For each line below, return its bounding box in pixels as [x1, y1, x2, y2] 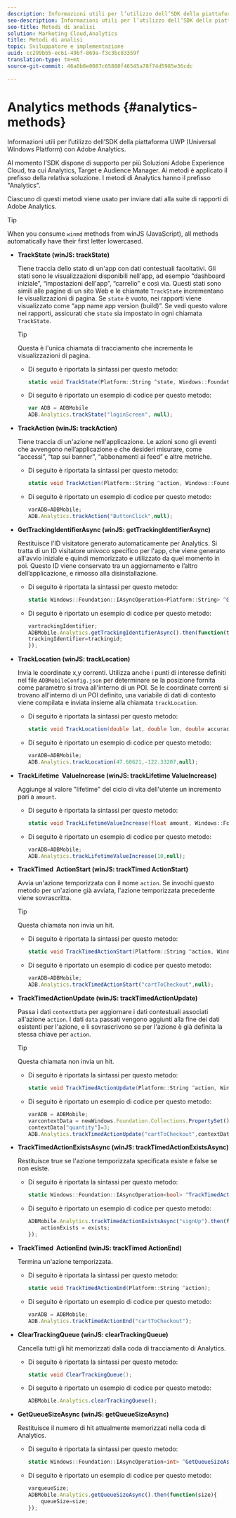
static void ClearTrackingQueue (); [27, 1371, 132, 1378]
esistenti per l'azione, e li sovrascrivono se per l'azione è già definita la [17, 1023, 223, 1031]
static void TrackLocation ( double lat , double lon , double [27, 726, 205, 733]
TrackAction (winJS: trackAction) [17, 424, 118, 433]
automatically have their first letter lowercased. [7, 236, 143, 245]
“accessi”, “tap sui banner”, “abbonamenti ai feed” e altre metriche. [17, 453, 212, 461]
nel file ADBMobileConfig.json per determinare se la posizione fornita [17, 676, 216, 685]
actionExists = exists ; [41, 1225, 110, 1232]
